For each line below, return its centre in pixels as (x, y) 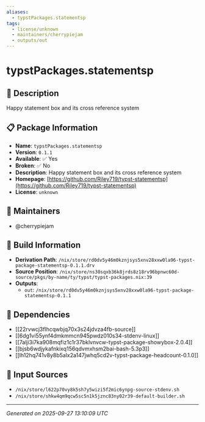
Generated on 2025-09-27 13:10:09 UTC (57, 413)
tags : (13, 23)
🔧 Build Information (44, 245)
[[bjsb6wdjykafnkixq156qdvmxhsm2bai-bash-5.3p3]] (82, 349)
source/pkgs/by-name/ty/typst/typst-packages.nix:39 (84, 278)
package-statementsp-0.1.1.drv (55, 266)
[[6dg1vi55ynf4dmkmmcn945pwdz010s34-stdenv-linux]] (87, 336)
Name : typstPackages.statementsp (59, 146)
